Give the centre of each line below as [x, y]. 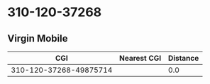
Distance [183, 58]
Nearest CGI [140, 58]
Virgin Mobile [38, 38]
